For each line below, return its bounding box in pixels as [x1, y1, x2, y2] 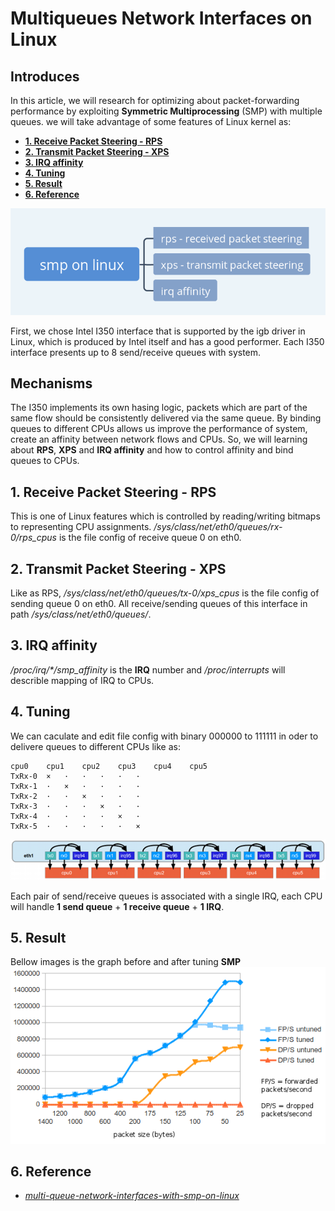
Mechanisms [10, 375, 93, 392]
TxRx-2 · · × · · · [10, 791, 141, 801]
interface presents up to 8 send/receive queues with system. [10, 346, 262, 358]
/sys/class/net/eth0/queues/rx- [153, 521, 283, 533]
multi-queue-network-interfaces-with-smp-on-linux [24, 1190, 240, 1202]
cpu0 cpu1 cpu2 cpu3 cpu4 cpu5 [10, 761, 208, 771]
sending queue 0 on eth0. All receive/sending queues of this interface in [10, 598, 308, 609]
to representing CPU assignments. [10, 521, 152, 533]
